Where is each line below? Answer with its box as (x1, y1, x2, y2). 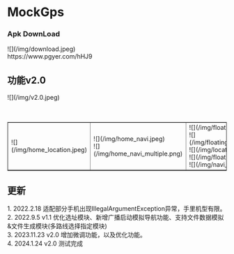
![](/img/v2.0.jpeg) (7, 94, 61, 102)
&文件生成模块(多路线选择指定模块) (7, 222, 108, 230)
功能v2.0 (7, 74, 47, 86)
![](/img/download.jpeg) (7, 45, 76, 53)
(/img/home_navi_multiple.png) (93, 149, 183, 158)
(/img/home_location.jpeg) (11, 146, 88, 154)
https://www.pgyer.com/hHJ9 (7, 52, 93, 61)
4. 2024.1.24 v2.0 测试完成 (7, 239, 84, 248)
